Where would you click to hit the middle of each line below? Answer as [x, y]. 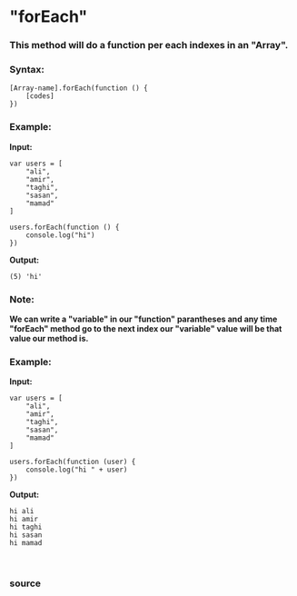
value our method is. [49, 338]
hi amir [24, 520]
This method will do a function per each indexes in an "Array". [149, 45]
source [25, 583]
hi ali [22, 512]
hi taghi [26, 527]
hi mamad [26, 543]
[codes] [40, 96]
